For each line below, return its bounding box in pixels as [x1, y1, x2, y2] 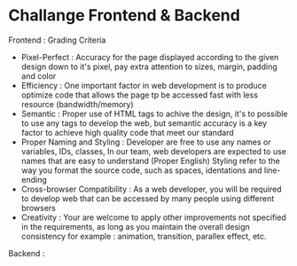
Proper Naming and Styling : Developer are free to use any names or [20, 137, 271, 147]
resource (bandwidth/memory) [20, 98, 134, 109]
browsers [20, 202, 57, 213]
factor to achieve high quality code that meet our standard [20, 127, 234, 137]
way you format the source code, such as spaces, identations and [20, 165, 262, 176]
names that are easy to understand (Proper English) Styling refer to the [20, 155, 280, 166]
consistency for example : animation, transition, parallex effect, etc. [20, 231, 267, 241]
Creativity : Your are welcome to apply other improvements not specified [20, 212, 287, 223]
